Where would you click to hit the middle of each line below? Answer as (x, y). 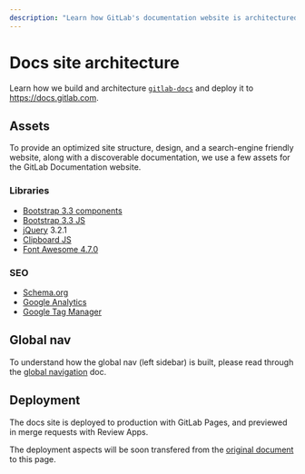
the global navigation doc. (58, 371)
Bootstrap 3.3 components (72, 211)
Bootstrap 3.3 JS (54, 220)
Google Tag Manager (62, 311)
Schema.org (45, 292)
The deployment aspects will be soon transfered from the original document (152, 449)
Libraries (30, 191)
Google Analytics (54, 301)
